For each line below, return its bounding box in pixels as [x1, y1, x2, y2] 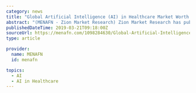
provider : [6, 46, 30, 52]
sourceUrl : [6, 30, 33, 36]
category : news [6, 8, 43, 15]
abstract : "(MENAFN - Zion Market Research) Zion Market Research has [6, 19, 181, 25]
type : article [6, 35, 41, 41]
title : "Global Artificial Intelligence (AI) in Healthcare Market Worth [6, 14, 190, 20]
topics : [6, 67, 25, 73]
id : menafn [11, 56, 38, 63]
